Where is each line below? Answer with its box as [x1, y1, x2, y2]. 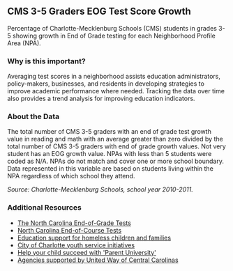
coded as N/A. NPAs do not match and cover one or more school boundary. [7, 157, 225, 166]
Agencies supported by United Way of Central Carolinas [17, 256, 179, 264]
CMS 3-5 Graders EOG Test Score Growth [7, 6, 192, 17]
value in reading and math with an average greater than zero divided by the [7, 135, 223, 144]
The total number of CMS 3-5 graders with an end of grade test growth [7, 127, 211, 136]
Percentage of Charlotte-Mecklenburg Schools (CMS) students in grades [7, 24, 218, 32]
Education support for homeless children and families [17, 233, 172, 242]
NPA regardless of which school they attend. [7, 172, 135, 180]
